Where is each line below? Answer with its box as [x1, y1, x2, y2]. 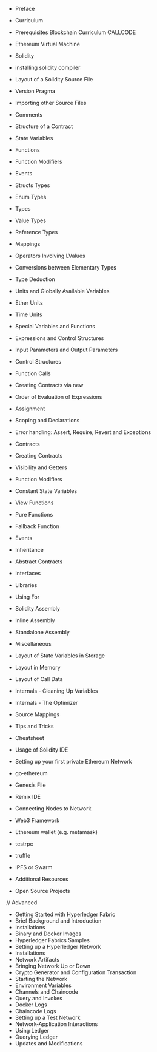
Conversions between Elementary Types [15, 264, 117, 271]
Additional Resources [15, 875, 68, 883]
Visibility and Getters [15, 464, 68, 471]
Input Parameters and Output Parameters [15, 346, 118, 353]
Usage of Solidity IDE [15, 746, 68, 753]
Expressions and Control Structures [15, 334, 104, 342]
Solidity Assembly [15, 605, 61, 612]
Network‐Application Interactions [15, 1020, 98, 1028]
